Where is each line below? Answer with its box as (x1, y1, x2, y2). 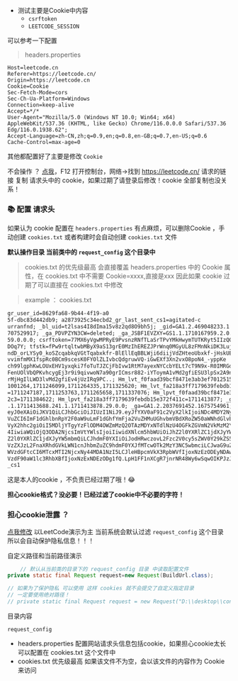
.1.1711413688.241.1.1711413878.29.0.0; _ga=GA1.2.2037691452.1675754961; (7, 402, 233, 409)
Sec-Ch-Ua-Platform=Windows (7, 95, 91, 102)
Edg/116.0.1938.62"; (7, 126, 69, 133)
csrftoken (28, 16, 58, 23)
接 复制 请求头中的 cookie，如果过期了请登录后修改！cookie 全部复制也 (7, 176, 215, 184)
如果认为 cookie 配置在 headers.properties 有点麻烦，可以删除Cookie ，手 (7, 224, 225, 233)
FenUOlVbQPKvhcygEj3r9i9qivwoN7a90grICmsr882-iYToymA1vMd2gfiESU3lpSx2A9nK (7, 370, 236, 377)
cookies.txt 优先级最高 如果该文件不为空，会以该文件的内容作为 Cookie (17, 657, 225, 665)
